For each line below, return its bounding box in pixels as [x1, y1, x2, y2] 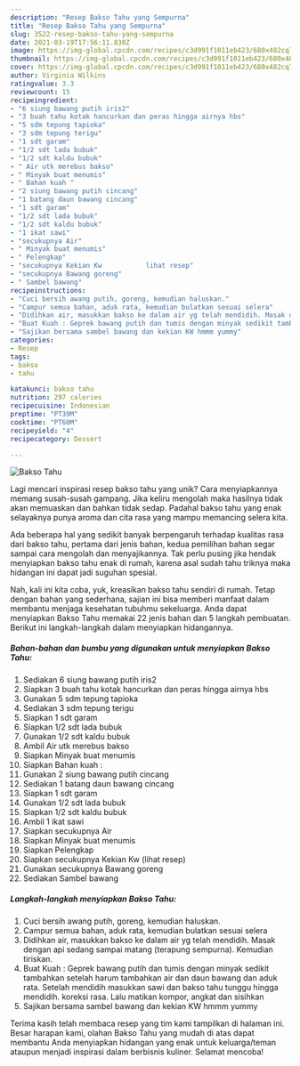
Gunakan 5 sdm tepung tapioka [22, 693, 139, 704]
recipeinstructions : [10, 286, 87, 295]
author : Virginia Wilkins [10, 71, 106, 80]
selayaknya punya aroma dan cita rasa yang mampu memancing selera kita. [10, 513, 288, 523]
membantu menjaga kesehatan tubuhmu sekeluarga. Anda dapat [10, 603, 247, 614]
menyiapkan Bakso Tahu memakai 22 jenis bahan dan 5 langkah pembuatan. [10, 613, 291, 624]
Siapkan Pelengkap [22, 844, 94, 855]
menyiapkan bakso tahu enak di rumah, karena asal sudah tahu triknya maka [10, 558, 291, 569]
